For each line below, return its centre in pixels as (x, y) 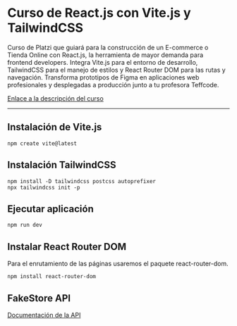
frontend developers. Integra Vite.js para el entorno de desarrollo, (103, 62)
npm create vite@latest (42, 143)
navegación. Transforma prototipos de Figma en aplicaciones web (103, 77)
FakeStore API (39, 298)
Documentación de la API (44, 315)
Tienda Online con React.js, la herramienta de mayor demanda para (105, 55)
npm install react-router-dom (52, 277)
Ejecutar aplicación (50, 209)
